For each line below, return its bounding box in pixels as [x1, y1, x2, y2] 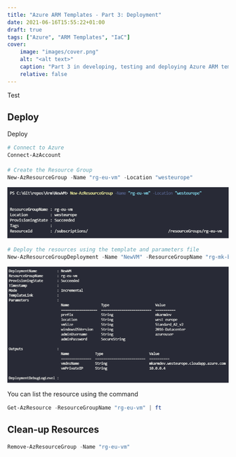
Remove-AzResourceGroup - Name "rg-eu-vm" [7, 443, 131, 450]
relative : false [20, 70, 68, 77]
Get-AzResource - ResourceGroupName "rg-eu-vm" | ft [7, 404, 162, 411]
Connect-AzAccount [7, 152, 61, 159]
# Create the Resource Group [7, 167, 93, 174]
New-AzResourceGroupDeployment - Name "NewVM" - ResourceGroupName [7, 253, 202, 260]
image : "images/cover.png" [20, 49, 99, 56]
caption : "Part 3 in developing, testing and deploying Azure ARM [20, 63, 218, 70]
